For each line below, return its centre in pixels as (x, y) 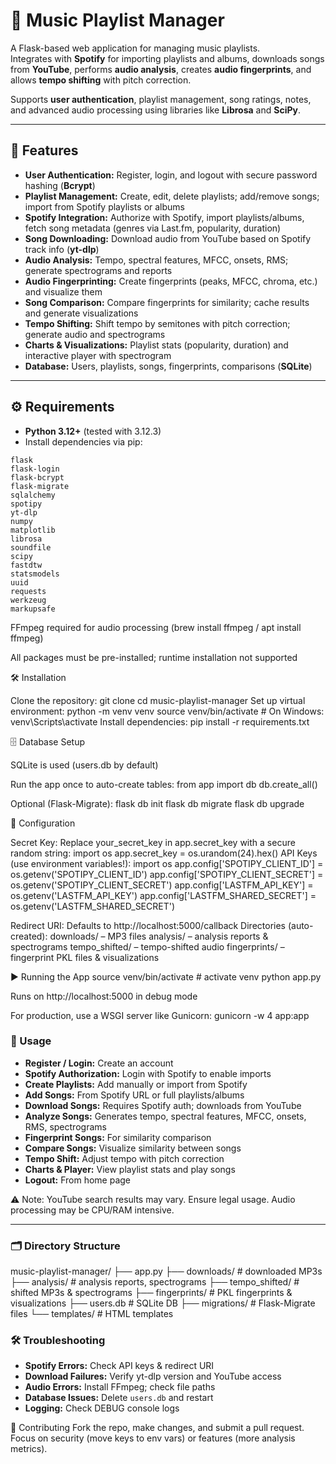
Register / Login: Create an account (99, 1063)
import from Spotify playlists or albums (105, 206)
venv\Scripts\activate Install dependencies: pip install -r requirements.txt (160, 721)
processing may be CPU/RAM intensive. (92, 1210)
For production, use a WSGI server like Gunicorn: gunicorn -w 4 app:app (160, 1015)
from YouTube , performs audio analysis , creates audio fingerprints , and (161, 69)
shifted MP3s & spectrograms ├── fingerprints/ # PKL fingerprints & (151, 1293)
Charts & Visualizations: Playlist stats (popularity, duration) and (156, 345)
